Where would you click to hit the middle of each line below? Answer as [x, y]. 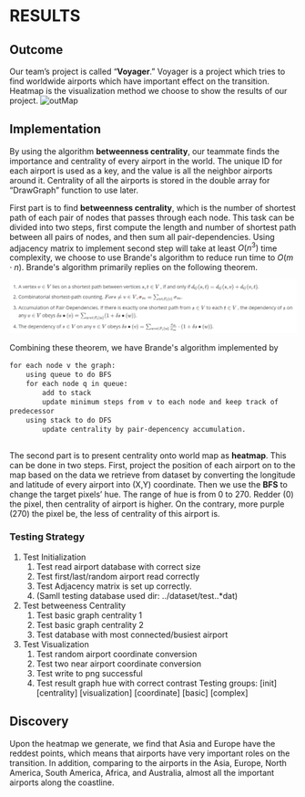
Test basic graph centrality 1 [89, 615]
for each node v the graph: [63, 365]
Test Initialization [54, 557]
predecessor [32, 411]
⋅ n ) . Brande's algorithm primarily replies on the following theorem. [133, 267]
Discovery [39, 722]
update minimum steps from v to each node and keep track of [161, 402]
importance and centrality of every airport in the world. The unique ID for [146, 161]
